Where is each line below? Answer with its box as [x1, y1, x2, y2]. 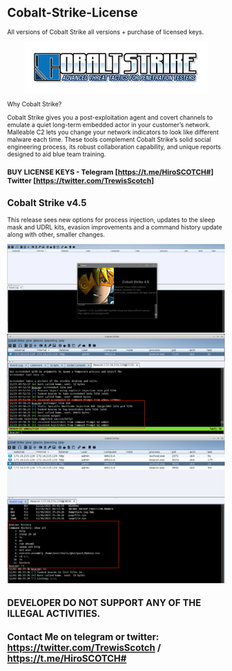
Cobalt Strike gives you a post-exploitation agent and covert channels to [7, 113, 213, 122]
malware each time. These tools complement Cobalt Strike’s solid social [7, 135, 211, 143]
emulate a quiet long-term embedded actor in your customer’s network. [7, 120, 211, 129]
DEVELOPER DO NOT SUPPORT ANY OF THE [7, 596, 202, 609]
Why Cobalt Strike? [7, 100, 62, 108]
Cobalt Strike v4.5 [7, 197, 87, 209]
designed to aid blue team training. [7, 150, 106, 158]
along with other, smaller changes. [7, 230, 106, 238]
